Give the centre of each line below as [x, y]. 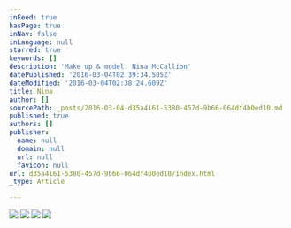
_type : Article [37, 182]
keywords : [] [33, 58]
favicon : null [43, 165]
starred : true [35, 50]
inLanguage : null [41, 42]
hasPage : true [35, 26]
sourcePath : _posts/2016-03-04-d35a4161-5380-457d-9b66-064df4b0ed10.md [146, 108]
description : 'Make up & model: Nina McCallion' [100, 67]
